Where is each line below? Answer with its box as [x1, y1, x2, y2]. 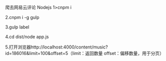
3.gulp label [5, 24, 29, 30]
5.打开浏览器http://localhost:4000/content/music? [5, 44, 108, 50]
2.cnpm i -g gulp [5, 14, 39, 20]
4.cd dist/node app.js [5, 34, 49, 39]
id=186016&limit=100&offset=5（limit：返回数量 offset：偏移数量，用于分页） [5, 50, 164, 56]
